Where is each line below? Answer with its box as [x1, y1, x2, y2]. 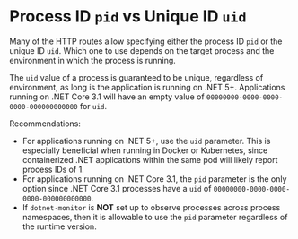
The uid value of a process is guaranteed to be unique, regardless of [9, 72, 264, 82]
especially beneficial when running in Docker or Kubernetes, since [22, 145, 268, 156]
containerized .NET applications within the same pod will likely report [22, 154, 278, 165]
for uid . [79, 100, 108, 111]
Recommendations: [9, 118, 81, 129]
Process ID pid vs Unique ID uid [9, 6, 247, 27]
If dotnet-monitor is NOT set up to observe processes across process [22, 201, 281, 212]
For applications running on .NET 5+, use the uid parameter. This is [22, 135, 271, 146]
